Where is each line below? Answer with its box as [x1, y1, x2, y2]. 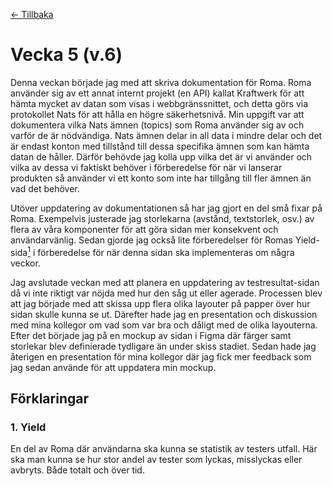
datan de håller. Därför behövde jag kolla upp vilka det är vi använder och [10, 150, 313, 163]
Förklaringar [10, 390, 89, 407]
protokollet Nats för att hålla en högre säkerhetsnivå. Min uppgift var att [10, 108, 305, 120]
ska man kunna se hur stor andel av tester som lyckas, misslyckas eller [10, 454, 303, 466]
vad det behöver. [10, 182, 80, 194]
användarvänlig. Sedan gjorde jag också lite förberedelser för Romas [10, 234, 293, 246]
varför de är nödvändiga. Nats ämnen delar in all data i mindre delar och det [10, 129, 323, 141]
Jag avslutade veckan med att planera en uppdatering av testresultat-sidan [10, 276, 320, 288]
